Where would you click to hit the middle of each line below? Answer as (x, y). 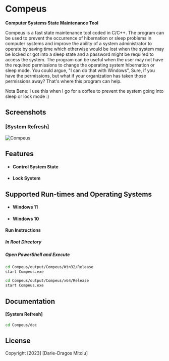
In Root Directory (23, 242)
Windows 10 (26, 219)
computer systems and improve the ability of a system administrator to (79, 43)
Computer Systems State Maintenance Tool (52, 23)
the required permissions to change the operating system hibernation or (80, 65)
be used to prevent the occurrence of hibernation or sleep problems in (78, 38)
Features (19, 154)
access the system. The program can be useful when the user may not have (84, 59)
